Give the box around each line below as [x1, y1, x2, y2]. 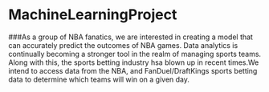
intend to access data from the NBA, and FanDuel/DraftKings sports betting [8, 66, 258, 75]
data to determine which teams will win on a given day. [8, 74, 190, 84]
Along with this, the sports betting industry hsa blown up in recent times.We [8, 58, 259, 67]
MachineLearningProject [8, 6, 177, 24]
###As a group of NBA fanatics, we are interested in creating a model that [8, 32, 253, 42]
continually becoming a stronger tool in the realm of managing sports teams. [8, 49, 262, 58]
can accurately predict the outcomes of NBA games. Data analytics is [8, 40, 238, 50]
